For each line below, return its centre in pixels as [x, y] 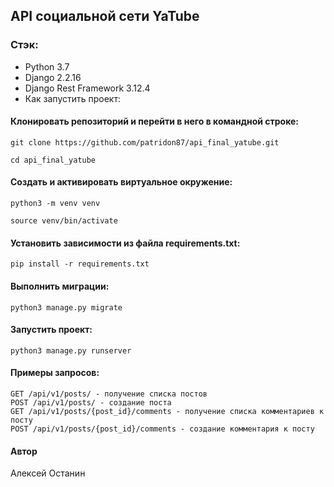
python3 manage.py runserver [71, 350]
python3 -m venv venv [55, 204]
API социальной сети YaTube [105, 16]
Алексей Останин [48, 473]
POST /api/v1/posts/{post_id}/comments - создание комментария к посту [162, 429]
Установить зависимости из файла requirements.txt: [125, 243]
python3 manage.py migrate [66, 307]
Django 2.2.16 [53, 77]
